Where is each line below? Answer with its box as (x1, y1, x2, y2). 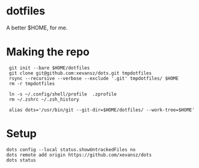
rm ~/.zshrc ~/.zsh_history (8, 96, 79, 103)
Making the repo (6, 45, 90, 59)
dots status (6, 157, 36, 163)
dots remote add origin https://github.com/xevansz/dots (6, 152, 152, 158)
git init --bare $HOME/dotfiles (8, 65, 90, 71)
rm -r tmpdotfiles (8, 80, 55, 86)
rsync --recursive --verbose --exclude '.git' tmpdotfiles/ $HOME (8, 75, 179, 82)
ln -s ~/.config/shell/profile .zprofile (8, 91, 117, 97)
